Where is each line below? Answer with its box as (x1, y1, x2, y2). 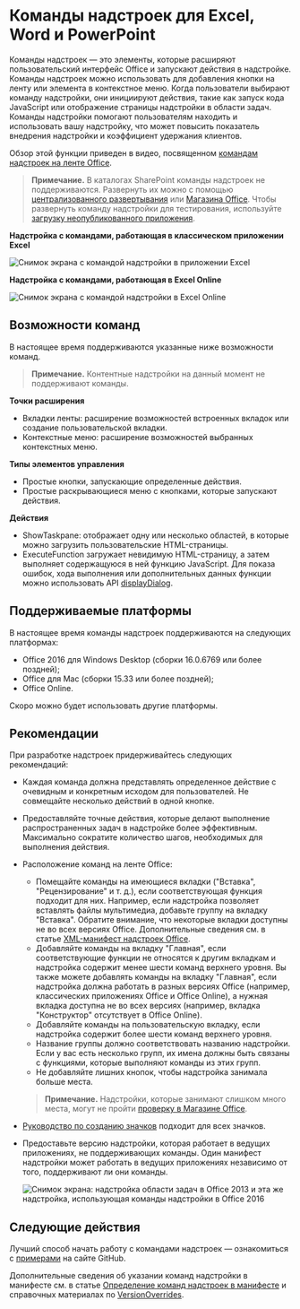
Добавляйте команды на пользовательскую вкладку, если (35, 1019, 261, 1030)
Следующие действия (9, 1219, 141, 1235)
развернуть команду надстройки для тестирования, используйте (30, 203, 282, 213)
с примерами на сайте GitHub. (9, 1253, 126, 1264)
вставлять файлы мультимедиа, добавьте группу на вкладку (35, 905, 269, 915)
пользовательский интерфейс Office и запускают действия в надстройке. (9, 64, 292, 74)
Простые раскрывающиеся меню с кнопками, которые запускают (21, 485, 278, 496)
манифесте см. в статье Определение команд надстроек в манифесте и (9, 1279, 287, 1291)
